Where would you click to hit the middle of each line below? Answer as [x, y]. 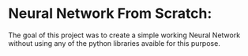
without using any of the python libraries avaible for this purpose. [115, 43]
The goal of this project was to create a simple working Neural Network [124, 35]
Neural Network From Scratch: [110, 14]
